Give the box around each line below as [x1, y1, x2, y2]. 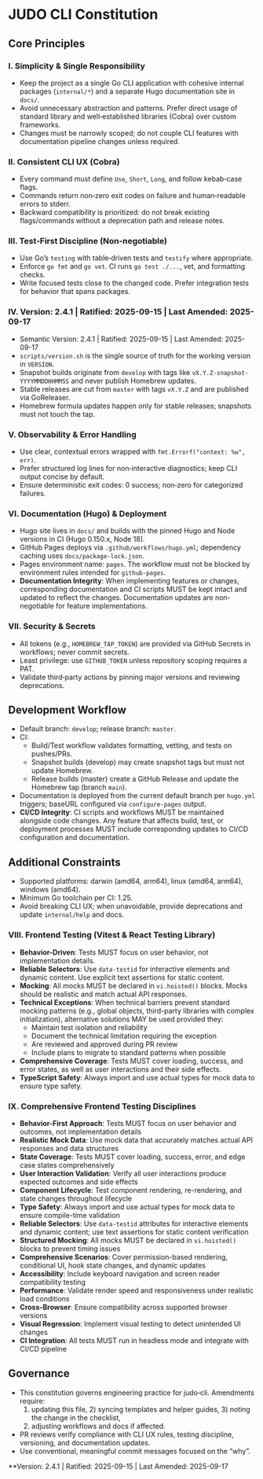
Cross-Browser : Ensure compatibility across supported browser [19, 1302, 228, 1312]
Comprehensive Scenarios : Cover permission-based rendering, [19, 1252, 228, 1261]
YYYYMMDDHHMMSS [19, 377, 70, 385]
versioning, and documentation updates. [19, 1437, 151, 1448]
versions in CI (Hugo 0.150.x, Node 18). [19, 535, 145, 544]
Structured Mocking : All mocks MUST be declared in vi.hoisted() [19, 1235, 237, 1245]
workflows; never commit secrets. [19, 647, 130, 657]
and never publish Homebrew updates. [70, 376, 196, 385]
